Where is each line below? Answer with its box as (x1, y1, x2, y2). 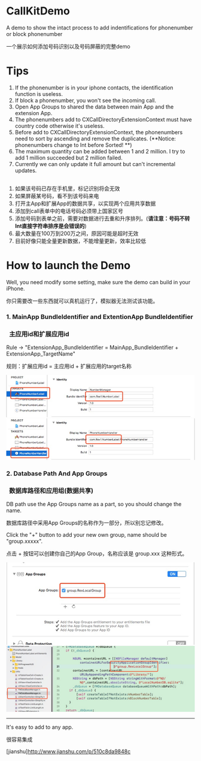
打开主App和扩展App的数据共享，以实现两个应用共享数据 (14, 200, 156, 207)
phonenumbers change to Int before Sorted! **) (14, 141, 133, 148)
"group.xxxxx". (6, 538, 43, 545)
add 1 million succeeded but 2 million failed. (14, 154, 123, 161)
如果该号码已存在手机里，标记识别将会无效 (14, 185, 120, 192)
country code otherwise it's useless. (14, 122, 105, 130)
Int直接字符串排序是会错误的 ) (14, 222, 87, 230)
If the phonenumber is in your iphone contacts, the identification (14, 84, 173, 91)
